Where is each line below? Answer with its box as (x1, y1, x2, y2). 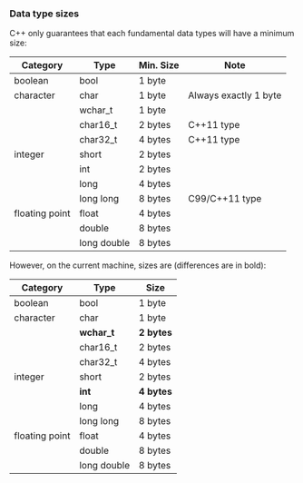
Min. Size (139, 59, 180, 72)
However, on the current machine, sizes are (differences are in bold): (9, 260, 267, 271)
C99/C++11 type (188, 192, 262, 205)
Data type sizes (9, 7, 80, 20)
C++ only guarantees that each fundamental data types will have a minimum (9, 28, 295, 39)
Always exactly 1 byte (188, 89, 282, 102)
